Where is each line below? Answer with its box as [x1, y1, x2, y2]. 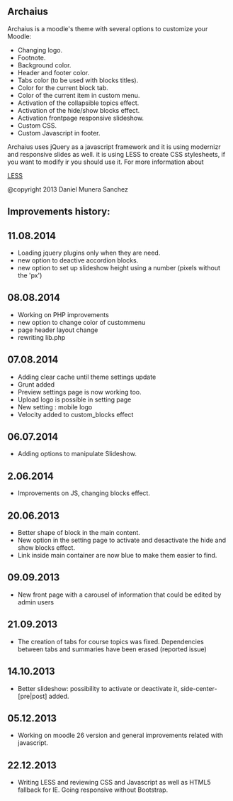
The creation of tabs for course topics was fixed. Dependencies [17, 637, 204, 646]
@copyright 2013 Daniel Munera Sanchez [7, 184, 129, 194]
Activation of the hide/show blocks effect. [17, 106, 140, 114]
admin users [17, 597, 55, 606]
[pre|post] [17, 692, 47, 700]
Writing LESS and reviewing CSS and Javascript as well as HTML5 [17, 778, 211, 787]
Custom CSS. [17, 121, 57, 130]
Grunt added [17, 380, 55, 389]
